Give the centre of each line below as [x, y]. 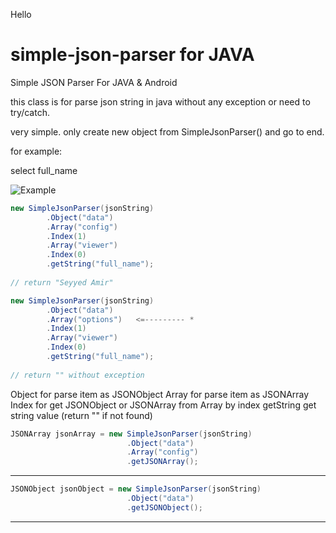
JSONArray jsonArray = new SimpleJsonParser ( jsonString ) [131, 434]
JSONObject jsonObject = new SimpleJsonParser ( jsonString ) [136, 489]
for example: [36, 151]
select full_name [44, 170]
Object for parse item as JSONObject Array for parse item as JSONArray [160, 394]
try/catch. [30, 112]
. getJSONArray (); [162, 462]
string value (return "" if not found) [81, 415]
